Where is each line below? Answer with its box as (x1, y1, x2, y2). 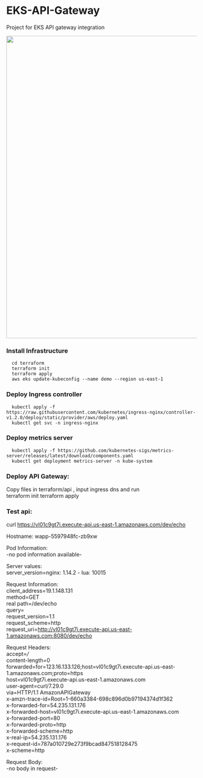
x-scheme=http (6, 747, 45, 754)
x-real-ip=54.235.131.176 (6, 734, 67, 741)
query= (6, 606, 25, 614)
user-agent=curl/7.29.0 (6, 682, 64, 690)
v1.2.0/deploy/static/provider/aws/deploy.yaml (6, 414, 129, 420)
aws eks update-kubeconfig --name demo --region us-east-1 (11, 376, 164, 382)
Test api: (6, 508, 33, 516)
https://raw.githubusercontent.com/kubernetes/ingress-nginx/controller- (6, 409, 196, 415)
